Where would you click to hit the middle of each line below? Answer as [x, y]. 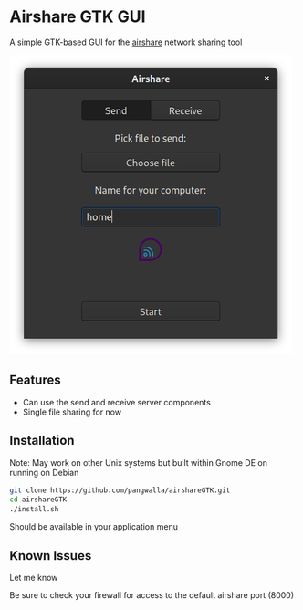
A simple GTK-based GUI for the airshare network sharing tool [126, 42]
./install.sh [34, 510]
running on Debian [44, 472]
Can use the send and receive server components [117, 402]
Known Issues [51, 556]
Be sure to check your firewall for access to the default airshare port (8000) [152, 595]
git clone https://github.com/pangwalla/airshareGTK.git [120, 490]
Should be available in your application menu [94, 527]
